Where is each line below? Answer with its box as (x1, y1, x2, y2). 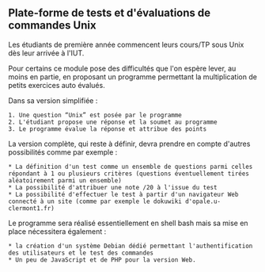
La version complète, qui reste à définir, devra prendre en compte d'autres (8, 139, 251, 148)
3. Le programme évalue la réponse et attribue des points (8, 125, 207, 133)
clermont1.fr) (8, 204, 55, 213)
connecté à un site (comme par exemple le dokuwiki (8, 197, 182, 205)
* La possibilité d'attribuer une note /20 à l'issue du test (8, 183, 218, 191)
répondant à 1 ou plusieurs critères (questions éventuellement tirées (8, 170, 249, 178)
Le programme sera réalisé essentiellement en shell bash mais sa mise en (8, 218, 248, 228)
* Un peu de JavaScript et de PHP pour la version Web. (8, 255, 196, 264)
